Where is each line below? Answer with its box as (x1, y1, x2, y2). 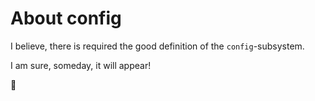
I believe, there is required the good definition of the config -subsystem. (10, 40, 305, 52)
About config (10, 7, 122, 30)
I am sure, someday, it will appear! (10, 59, 152, 71)
